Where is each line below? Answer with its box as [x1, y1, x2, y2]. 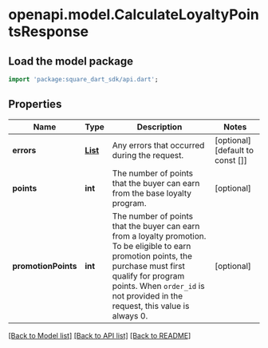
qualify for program [112, 270, 185, 281]
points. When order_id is [112, 280, 205, 291]
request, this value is [112, 300, 190, 311]
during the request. [112, 149, 184, 160]
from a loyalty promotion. [112, 230, 207, 241]
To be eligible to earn [112, 240, 191, 251]
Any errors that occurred [112, 140, 205, 151]
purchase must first [112, 260, 186, 271]
